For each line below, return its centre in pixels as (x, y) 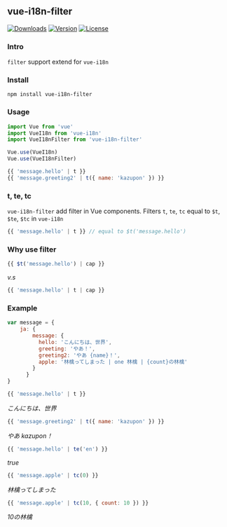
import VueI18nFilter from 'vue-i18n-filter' (75, 139)
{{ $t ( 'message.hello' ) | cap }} (56, 264)
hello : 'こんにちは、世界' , (75, 342)
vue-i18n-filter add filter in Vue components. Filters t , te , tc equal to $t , (114, 211)
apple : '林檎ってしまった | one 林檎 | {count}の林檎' (113, 362)
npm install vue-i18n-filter (50, 95)
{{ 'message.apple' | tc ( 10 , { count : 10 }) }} (78, 503)
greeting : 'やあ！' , (67, 349)
